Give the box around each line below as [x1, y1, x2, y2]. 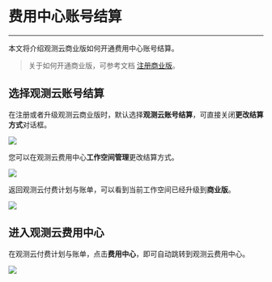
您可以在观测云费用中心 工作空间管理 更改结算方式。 [8, 152, 179, 162]
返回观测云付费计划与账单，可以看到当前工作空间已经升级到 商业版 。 [8, 184, 236, 194]
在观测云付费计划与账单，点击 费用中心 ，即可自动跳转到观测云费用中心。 [8, 249, 249, 258]
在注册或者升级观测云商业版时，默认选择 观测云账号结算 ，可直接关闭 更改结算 [8, 109, 264, 119]
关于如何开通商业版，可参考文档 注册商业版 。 [28, 60, 180, 70]
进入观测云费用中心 [8, 226, 104, 240]
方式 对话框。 [8, 119, 51, 130]
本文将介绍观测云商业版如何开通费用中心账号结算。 [8, 43, 179, 53]
